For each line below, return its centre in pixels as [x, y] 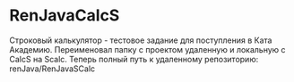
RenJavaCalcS [65, 16]
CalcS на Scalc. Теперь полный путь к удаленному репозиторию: [134, 59]
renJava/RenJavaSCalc [52, 69]
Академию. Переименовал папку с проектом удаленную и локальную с [147, 49]
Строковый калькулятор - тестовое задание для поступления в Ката [141, 40]
